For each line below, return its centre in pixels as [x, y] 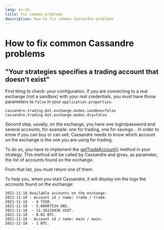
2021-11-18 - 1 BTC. [27, 224]
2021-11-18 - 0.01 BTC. [31, 215]
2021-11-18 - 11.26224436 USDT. [40, 211]
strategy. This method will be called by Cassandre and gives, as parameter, [82, 155]
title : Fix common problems [34, 14]
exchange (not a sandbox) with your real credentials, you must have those [81, 97]
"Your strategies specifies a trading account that [82, 72]
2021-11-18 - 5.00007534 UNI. [37, 206]
